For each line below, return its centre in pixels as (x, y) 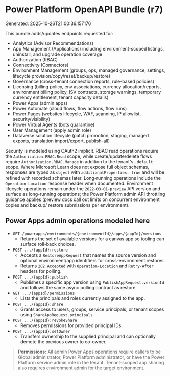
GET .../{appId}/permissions (44, 293)
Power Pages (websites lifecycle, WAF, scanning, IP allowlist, (77, 114)
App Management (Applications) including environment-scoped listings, (88, 48)
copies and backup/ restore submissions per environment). (67, 205)
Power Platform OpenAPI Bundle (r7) (84, 9)
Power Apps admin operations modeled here (78, 221)
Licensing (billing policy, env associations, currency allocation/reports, (87, 86)
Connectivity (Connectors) (41, 65)
